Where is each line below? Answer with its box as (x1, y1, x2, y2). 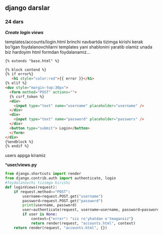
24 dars (5, 18, 24, 25)
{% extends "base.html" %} (5, 58, 60, 63)
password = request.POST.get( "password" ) (22, 198, 103, 203)
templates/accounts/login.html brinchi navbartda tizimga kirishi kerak (5, 39, 143, 45)
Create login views (5, 29, 44, 35)
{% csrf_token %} (9, 94, 45, 99)
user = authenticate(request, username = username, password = (22, 207, 142, 212)
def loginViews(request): (5, 185, 57, 189)
